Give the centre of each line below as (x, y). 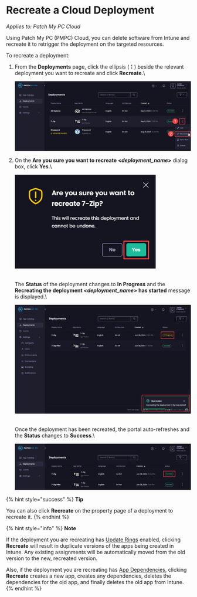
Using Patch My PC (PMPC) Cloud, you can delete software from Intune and (98, 38)
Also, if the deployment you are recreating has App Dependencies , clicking (96, 570)
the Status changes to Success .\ (55, 436)
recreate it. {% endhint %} (38, 517)
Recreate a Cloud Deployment (80, 10)
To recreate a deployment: (38, 55)
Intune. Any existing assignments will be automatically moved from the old (96, 552)
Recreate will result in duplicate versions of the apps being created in (90, 546)
